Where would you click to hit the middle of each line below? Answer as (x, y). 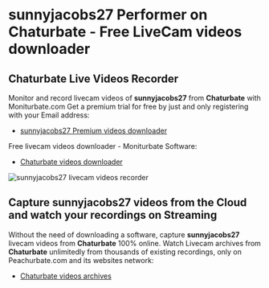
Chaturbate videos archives (66, 276)
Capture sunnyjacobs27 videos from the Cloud (128, 203)
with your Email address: (49, 115)
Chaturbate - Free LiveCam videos (125, 32)
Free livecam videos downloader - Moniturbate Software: (103, 146)
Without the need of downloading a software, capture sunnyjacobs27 (124, 234)
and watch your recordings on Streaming (113, 215)
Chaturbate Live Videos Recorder (94, 78)
